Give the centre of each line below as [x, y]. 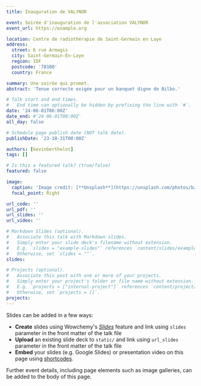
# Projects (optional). [36, 270]
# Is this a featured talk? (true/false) [59, 165]
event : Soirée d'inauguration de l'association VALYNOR [77, 22]
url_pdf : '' [21, 209]
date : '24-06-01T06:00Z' [37, 111]
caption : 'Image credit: [42, 187]
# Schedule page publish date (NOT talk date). [67, 132]
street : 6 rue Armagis [40, 50]
